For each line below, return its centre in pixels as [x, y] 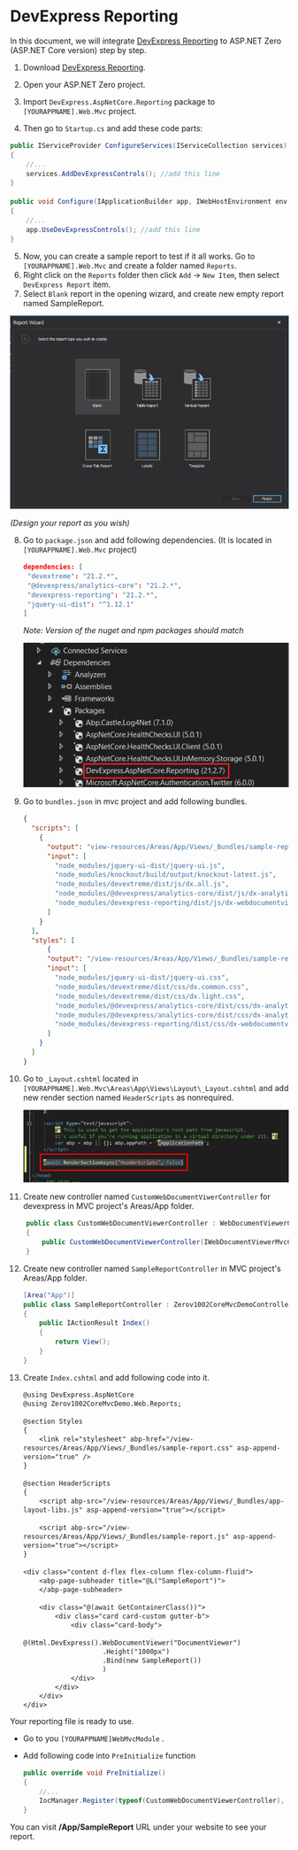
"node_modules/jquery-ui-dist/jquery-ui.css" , [142, 978]
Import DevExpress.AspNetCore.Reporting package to [119, 101]
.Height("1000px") [136, 1652]
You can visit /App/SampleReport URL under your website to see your [138, 1827]
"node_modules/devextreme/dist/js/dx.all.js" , [142, 884]
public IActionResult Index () [95, 1323]
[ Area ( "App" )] [49, 1295]
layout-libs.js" [53, 1510]
